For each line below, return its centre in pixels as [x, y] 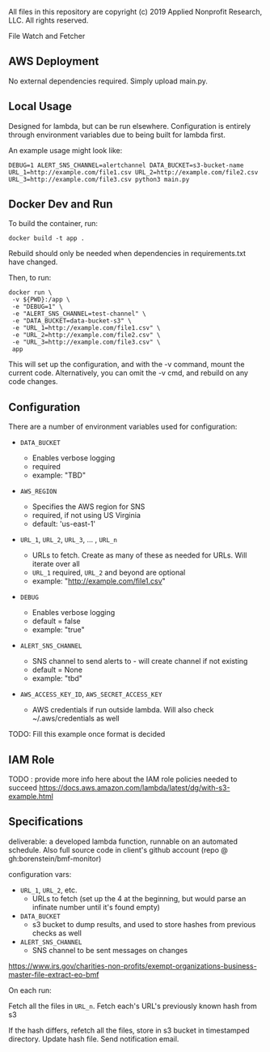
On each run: [30, 990]
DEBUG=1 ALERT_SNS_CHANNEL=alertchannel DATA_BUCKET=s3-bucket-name [126, 165]
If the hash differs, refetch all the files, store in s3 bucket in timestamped [129, 1030]
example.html [31, 797]
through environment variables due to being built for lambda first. [117, 135]
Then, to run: [30, 278]
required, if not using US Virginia [86, 515]
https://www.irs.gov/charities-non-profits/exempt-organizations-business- [133, 966]
